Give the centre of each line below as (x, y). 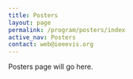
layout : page (30, 23)
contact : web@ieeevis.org (51, 45)
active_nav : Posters (42, 37)
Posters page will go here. (51, 66)
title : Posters (33, 15)
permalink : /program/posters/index (67, 30)
